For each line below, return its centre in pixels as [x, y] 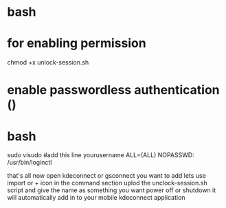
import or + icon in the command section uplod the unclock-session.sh [107, 183]
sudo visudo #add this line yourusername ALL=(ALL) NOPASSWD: [101, 155]
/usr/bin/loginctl [30, 163]
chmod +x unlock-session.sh [48, 62]
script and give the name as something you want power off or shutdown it [112, 190]
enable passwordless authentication [113, 90]
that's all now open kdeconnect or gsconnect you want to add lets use [106, 176]
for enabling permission [77, 44]
